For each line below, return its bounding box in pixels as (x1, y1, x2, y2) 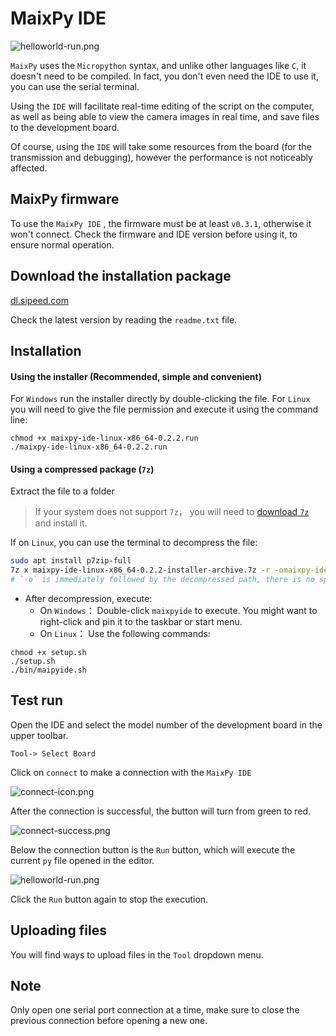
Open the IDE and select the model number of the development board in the (10, 718, 323, 731)
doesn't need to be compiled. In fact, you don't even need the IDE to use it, (10, 70, 319, 82)
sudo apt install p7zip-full (10, 556, 132, 566)
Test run (10, 692, 64, 709)
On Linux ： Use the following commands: (39, 627, 211, 639)
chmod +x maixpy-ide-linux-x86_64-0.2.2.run (10, 433, 199, 444)
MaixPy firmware (10, 191, 120, 208)
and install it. (34, 517, 88, 529)
